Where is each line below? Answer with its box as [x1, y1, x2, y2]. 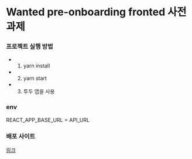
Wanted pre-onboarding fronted [6, 5, 166, 19]
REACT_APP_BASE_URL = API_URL [6, 116, 90, 123]
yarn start [23, 75, 47, 82]
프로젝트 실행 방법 [6, 42, 54, 50]
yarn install [23, 62, 50, 69]
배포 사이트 [6, 132, 36, 140]
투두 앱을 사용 [23, 88, 55, 95]
